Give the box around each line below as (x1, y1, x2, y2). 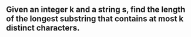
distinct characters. (6, 23, 80, 33)
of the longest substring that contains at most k (6, 14, 184, 24)
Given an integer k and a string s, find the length (6, 5, 186, 15)
